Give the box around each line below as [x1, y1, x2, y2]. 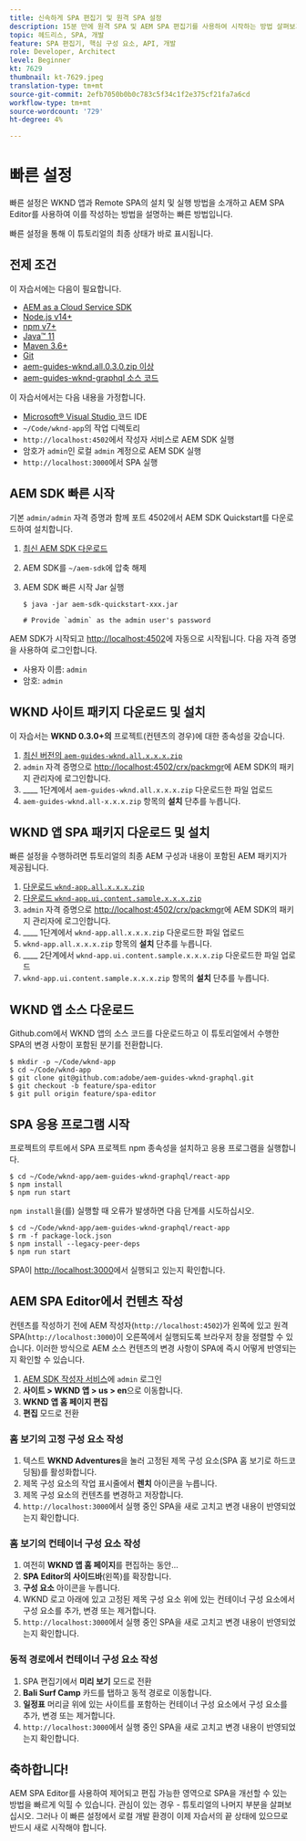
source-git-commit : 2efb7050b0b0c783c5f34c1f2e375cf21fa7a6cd [9, 89, 250, 99]
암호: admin [22, 675, 64, 685]
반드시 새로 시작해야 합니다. [9, 1822, 107, 1833]
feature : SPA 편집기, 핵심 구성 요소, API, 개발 [9, 38, 177, 48]
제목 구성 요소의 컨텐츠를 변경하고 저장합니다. [22, 1490, 184, 1501]
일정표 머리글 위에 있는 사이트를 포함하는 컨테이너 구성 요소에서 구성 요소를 [22, 1699, 289, 1710]
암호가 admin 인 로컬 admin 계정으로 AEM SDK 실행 [22, 445, 202, 456]
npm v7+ [22, 320, 56, 331]
